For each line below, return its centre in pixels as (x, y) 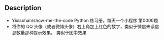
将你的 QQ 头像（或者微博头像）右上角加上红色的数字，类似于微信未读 (83, 26)
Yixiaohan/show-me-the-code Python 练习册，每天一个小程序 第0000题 (85, 20)
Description (23, 8)
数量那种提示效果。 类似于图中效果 (51, 32)
